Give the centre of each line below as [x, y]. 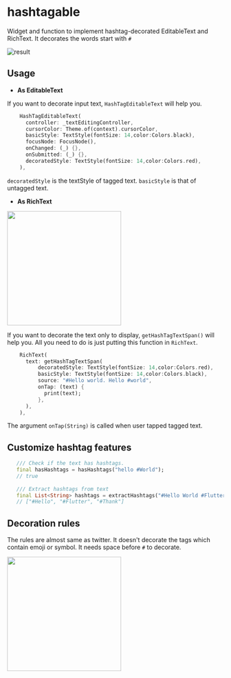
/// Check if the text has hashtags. [70, 463]
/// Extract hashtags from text [63, 489]
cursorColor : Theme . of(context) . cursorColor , [91, 129]
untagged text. [28, 188]
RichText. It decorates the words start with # [69, 38]
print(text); [62, 393]
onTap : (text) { [61, 387]
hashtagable [44, 12]
